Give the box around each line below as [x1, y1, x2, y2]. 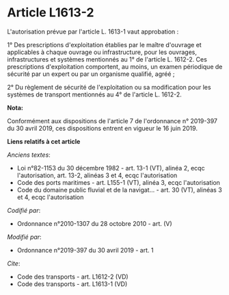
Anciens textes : [7, 151, 51, 159]
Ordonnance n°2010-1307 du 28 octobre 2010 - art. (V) [16, 219, 172, 227]
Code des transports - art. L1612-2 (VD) [16, 272, 129, 281]
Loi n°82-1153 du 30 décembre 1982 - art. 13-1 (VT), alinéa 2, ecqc [16, 164, 205, 172]
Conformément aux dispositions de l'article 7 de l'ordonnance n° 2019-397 [7, 116, 217, 125]
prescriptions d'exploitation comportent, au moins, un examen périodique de [7, 62, 223, 70]
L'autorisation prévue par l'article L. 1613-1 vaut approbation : [7, 27, 179, 36]
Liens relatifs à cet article [7, 137, 81, 145]
